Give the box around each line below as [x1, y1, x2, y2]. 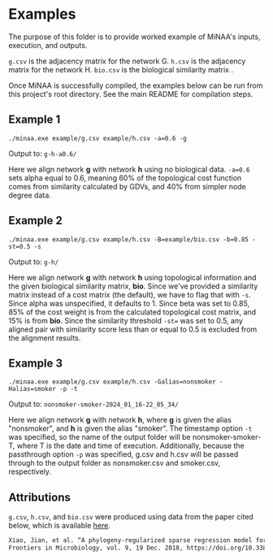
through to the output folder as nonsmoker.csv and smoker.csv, [8, 458, 221, 468]
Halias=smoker [8, 385, 57, 393]
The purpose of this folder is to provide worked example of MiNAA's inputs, [8, 32, 262, 41]
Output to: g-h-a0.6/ [8, 148, 77, 158]
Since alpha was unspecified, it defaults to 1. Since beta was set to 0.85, [8, 298, 250, 308]
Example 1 [8, 113, 61, 127]
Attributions [8, 490, 71, 504]
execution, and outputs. [8, 40, 88, 50]
